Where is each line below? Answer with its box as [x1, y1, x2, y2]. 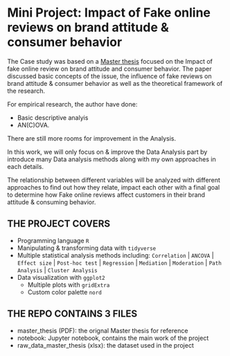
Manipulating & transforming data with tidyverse [17, 244, 157, 252]
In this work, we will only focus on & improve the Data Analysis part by [7, 148, 208, 156]
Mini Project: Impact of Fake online [7, 5, 211, 21]
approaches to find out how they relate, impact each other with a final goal [7, 183, 220, 191]
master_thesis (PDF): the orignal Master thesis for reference [17, 326, 188, 335]
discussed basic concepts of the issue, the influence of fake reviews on [7, 71, 212, 80]
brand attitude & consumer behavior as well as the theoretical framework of [7, 79, 223, 87]
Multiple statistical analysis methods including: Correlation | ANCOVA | [17, 251, 214, 259]
